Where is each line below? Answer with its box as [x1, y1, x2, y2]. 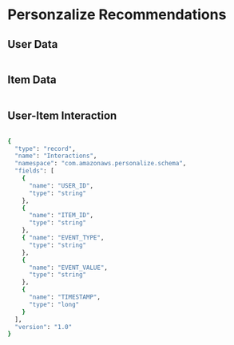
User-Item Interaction [7, 109, 117, 123]
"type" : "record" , [14, 145, 77, 153]
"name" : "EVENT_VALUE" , [28, 264, 109, 272]
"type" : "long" [28, 300, 80, 308]
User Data [7, 38, 58, 51]
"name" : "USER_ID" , [28, 181, 93, 189]
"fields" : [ [14, 167, 55, 175]
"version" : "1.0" [14, 323, 73, 331]
